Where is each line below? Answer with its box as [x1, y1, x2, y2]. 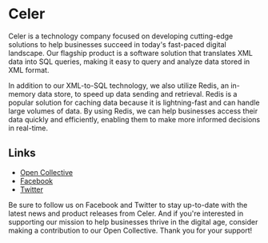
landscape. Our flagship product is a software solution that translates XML [8, 48, 254, 58]
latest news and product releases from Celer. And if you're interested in [8, 209, 244, 218]
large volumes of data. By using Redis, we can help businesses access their [8, 106, 258, 116]
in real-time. [8, 123, 49, 133]
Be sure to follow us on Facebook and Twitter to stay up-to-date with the [8, 200, 248, 209]
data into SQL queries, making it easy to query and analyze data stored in [8, 57, 250, 66]
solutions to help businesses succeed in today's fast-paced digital [8, 39, 226, 49]
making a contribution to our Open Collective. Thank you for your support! [8, 225, 253, 235]
